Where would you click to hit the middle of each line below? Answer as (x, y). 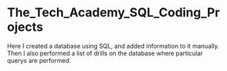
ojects (25, 27)
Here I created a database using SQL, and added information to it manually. (113, 46)
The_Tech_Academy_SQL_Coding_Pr (113, 13)
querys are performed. (39, 60)
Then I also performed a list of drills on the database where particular (105, 53)
